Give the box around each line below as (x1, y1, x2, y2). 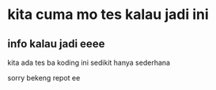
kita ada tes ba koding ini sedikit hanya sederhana (7, 58, 171, 67)
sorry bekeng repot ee (7, 73, 81, 82)
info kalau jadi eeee (7, 37, 105, 51)
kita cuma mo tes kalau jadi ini (7, 6, 209, 24)
